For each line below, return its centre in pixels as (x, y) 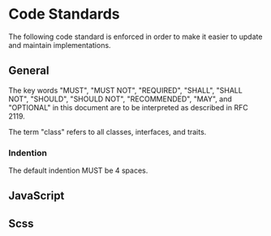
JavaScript (37, 196)
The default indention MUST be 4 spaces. (78, 170)
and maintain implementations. (60, 45)
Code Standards (64, 14)
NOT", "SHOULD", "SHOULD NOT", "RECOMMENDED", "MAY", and (120, 99)
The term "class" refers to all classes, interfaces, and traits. (108, 131)
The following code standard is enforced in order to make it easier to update (135, 36)
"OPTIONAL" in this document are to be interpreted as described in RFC (129, 107)
